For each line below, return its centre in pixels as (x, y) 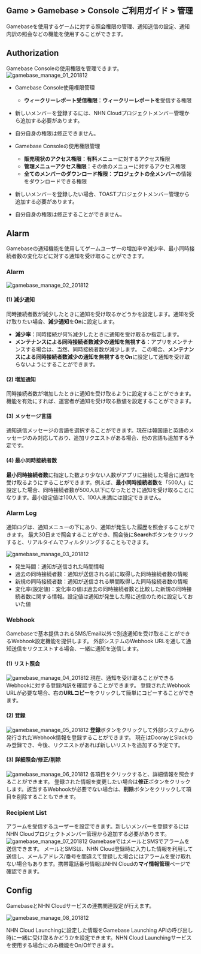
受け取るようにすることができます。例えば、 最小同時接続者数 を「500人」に (100, 482)
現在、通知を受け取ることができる (132, 678)
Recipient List (26, 812)
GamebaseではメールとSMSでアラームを (139, 841)
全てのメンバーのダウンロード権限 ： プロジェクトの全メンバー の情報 (108, 173)
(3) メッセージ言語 (29, 416)
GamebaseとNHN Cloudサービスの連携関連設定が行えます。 (80, 905)
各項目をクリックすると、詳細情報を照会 (139, 774)
